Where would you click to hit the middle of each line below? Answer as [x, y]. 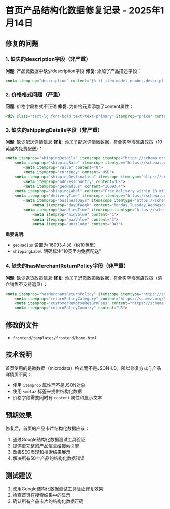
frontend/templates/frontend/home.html [55, 338]
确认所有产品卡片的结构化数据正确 [48, 501]
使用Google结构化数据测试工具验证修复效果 [58, 489]
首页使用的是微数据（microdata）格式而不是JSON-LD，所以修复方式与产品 [83, 368]
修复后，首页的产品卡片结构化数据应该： [47, 428]
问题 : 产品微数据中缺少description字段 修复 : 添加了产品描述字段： [73, 71]
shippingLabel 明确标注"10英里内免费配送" [57, 251]
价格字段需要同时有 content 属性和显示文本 [57, 397]
